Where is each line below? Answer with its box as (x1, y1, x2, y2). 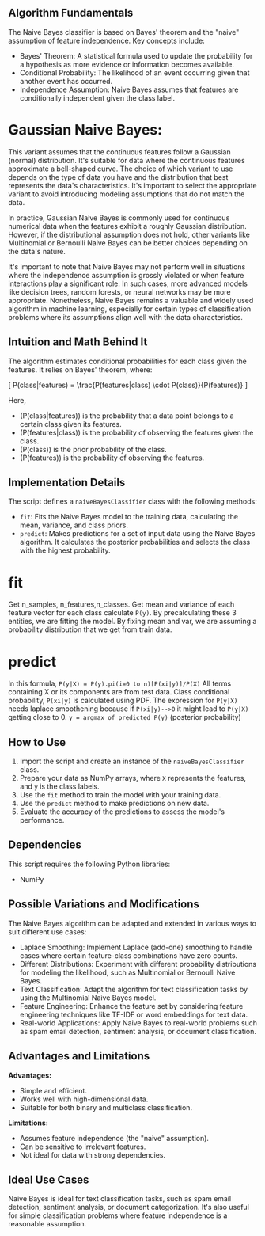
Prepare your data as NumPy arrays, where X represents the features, (19, 774, 247, 783)
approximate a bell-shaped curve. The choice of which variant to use (8, 164, 233, 173)
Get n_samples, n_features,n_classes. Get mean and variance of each (8, 599, 235, 609)
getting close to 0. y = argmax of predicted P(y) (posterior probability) (8, 713, 241, 722)
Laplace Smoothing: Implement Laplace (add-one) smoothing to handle (19, 942, 252, 952)
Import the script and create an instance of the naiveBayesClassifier (19, 756, 245, 766)
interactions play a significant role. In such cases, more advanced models (8, 279, 248, 288)
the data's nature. (8, 246, 66, 256)
